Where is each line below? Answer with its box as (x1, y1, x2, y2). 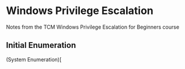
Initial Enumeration (6, 40, 76, 50)
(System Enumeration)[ (6, 56, 62, 63)
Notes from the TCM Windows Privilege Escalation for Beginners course (6, 23, 180, 30)
